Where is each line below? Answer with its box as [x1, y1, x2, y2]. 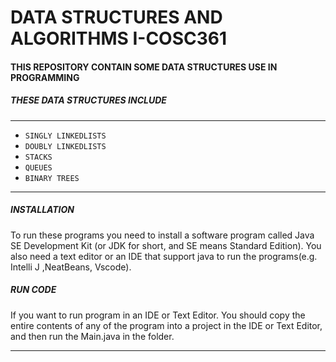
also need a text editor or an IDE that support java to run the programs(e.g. [10, 250, 318, 262]
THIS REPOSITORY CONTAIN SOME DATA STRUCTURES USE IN [10, 61, 278, 73]
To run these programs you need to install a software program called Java [10, 229, 315, 241]
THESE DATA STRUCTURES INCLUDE [10, 94, 167, 106]
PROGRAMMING [10, 71, 80, 83]
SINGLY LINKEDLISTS [24, 131, 107, 141]
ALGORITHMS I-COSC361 [10, 27, 228, 50]
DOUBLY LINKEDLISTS [24, 141, 107, 151]
